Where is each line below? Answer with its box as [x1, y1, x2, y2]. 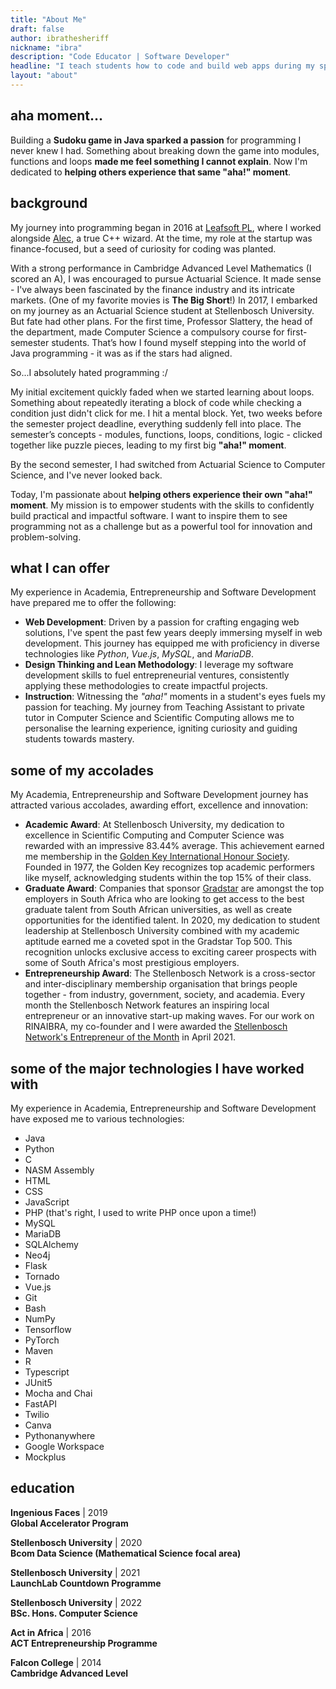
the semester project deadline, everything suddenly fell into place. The [10, 417, 302, 430]
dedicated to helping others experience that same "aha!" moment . [10, 166, 292, 178]
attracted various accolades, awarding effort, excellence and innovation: [10, 799, 308, 811]
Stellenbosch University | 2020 [10, 1536, 143, 1548]
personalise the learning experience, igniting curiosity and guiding [24, 722, 298, 735]
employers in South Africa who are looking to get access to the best [24, 893, 305, 905]
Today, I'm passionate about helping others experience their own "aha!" [10, 488, 313, 500]
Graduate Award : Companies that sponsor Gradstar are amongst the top [24, 882, 325, 895]
